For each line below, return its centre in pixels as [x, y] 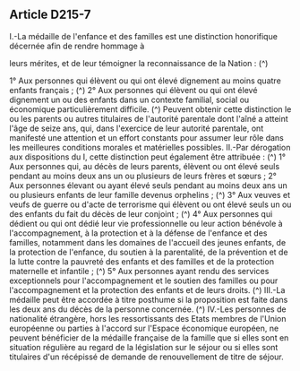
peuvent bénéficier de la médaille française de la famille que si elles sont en [149, 337]
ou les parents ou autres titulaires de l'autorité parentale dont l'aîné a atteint [149, 118]
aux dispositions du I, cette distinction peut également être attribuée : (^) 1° [148, 157]
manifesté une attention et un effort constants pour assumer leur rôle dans [146, 137]
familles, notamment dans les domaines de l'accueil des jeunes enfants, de [148, 242]
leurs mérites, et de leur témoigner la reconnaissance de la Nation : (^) [139, 63]
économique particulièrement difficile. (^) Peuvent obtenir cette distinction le [150, 109]
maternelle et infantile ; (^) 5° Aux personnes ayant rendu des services [139, 271]
